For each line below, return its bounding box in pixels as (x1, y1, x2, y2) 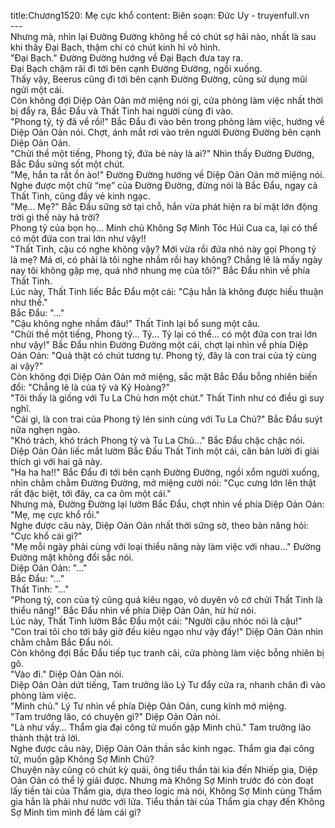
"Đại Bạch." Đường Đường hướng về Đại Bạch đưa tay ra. (10, 52, 244, 64)
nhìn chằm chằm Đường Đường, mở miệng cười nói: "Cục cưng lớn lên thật (10, 477, 317, 489)
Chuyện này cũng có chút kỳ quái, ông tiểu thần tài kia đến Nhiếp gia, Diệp (10, 764, 318, 775)
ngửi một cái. (10, 84, 65, 95)
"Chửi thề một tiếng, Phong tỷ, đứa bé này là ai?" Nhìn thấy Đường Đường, (10, 148, 315, 159)
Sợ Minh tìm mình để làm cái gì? (10, 806, 142, 818)
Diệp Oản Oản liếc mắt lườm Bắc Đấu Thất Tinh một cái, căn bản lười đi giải (10, 445, 320, 457)
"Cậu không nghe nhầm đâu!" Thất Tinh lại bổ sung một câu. (10, 318, 261, 329)
